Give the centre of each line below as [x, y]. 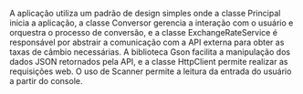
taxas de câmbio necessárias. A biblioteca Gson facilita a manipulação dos [150, 52]
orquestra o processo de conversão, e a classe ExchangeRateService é [144, 32]
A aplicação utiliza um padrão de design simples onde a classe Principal [145, 13]
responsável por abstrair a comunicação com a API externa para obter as [147, 42]
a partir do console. [46, 81]
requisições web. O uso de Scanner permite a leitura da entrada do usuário [151, 71]
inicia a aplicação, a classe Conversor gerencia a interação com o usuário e [151, 23]
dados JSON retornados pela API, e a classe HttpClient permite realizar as [149, 62]
